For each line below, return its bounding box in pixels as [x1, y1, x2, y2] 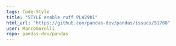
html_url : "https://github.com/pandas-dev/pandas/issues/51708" [6, 20, 171, 26]
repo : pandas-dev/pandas [6, 31, 68, 37]
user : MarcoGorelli [6, 25, 55, 32]
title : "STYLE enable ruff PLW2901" [6, 14, 98, 20]
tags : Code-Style [6, 8, 50, 15]
